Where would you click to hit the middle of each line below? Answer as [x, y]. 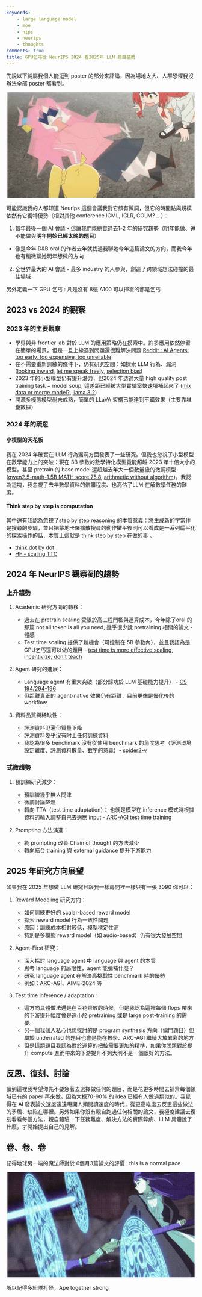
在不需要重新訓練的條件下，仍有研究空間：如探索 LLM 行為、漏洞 [96, 364]
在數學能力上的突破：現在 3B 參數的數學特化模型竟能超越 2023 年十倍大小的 [101, 462]
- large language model [47, 19]
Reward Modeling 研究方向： [50, 900]
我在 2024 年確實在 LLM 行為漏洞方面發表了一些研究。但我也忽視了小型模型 [100, 454]
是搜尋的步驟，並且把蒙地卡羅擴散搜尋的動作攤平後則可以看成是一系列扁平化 [101, 527]
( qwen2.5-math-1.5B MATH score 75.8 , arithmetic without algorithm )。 [93, 477]
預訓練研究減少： [36, 782]
